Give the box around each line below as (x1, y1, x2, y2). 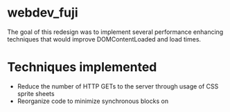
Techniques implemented (7, 59, 157, 75)
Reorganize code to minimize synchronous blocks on (17, 97, 168, 105)
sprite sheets (17, 89, 55, 97)
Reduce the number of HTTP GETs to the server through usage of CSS (17, 82, 219, 91)
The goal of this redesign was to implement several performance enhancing (7, 28, 224, 36)
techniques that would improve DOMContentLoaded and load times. (7, 35, 202, 43)
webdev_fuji (7, 5, 78, 21)
